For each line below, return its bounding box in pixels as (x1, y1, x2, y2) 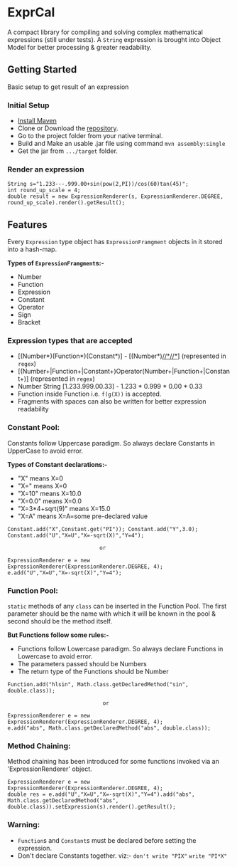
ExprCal (7, 4, 55, 21)
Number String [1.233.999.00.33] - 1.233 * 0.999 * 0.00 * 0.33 (17, 382, 203, 391)
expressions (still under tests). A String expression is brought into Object (7, 35, 221, 43)
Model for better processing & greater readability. (7, 43, 152, 51)
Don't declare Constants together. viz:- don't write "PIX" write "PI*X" (17, 851, 228, 860)
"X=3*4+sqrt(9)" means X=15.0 (17, 504, 111, 513)
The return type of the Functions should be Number (17, 667, 169, 676)
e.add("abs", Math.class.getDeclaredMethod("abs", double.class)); (7, 725, 211, 732)
